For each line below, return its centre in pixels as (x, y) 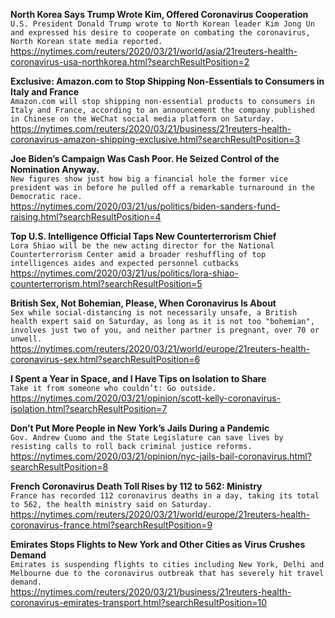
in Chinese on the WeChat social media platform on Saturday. (142, 119)
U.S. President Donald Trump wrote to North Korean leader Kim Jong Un (162, 24)
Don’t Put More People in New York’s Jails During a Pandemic (140, 428)
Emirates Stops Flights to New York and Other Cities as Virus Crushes (158, 544)
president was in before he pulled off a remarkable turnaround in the (162, 188)
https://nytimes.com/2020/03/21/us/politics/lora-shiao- (124, 273)
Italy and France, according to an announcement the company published (162, 110)
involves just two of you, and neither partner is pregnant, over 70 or (165, 330)
